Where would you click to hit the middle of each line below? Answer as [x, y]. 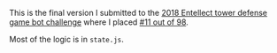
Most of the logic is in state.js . [66, 39]
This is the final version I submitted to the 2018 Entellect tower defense [138, 13]
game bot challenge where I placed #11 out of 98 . [99, 22]
